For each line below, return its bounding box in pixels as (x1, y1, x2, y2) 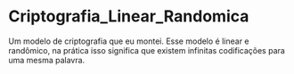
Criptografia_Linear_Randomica (8, 6, 249, 27)
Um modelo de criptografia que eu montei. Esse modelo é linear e (8, 36, 250, 46)
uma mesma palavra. (8, 54, 86, 65)
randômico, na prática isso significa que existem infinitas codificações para (8, 45, 286, 55)
